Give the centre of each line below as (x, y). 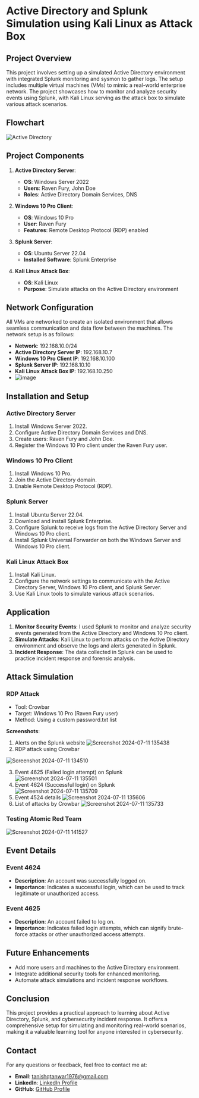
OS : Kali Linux (41, 282)
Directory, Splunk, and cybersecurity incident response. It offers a (87, 1019)
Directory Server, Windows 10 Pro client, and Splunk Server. (88, 587)
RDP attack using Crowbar (47, 749)
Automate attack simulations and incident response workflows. (92, 980)
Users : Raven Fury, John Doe (60, 188)
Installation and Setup (48, 396)
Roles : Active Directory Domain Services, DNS (80, 194)
